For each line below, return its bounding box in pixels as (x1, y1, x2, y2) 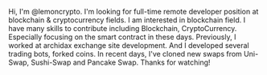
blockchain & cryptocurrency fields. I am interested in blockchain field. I (8, 15, 246, 25)
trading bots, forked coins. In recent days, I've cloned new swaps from (8, 49, 243, 58)
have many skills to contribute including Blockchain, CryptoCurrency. (8, 24, 237, 33)
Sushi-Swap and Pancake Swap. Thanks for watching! (31, 57, 211, 67)
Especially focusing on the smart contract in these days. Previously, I (8, 32, 236, 41)
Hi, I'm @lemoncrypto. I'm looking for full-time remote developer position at (8, 7, 259, 16)
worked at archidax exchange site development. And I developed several (8, 41, 249, 50)
